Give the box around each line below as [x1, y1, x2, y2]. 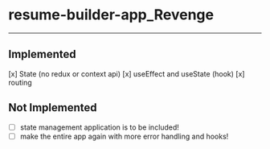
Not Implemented [8, 101, 98, 114]
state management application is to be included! [19, 122, 179, 132]
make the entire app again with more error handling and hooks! [19, 131, 229, 141]
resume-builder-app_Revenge [8, 6, 215, 24]
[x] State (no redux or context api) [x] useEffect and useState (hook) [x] [8, 68, 245, 78]
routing [8, 77, 32, 87]
